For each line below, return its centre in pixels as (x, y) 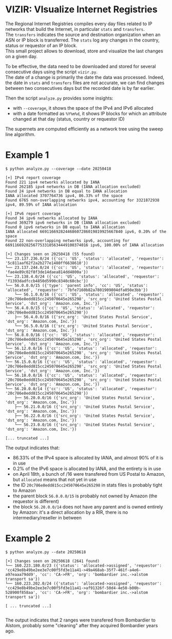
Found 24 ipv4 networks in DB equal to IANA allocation (66, 191)
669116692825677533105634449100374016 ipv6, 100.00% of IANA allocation (85, 245)
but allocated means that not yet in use (54, 479)
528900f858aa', (22, 592)
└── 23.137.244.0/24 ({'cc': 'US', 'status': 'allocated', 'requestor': (85, 267)
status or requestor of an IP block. (41, 45)
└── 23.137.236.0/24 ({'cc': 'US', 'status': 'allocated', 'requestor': (85, 258)
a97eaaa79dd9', (22, 574)
